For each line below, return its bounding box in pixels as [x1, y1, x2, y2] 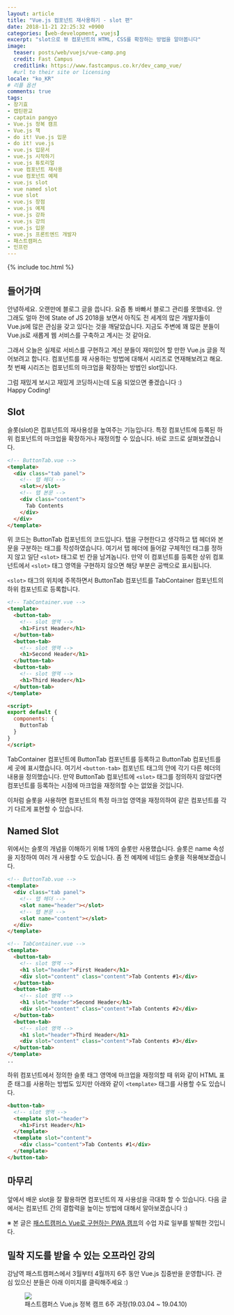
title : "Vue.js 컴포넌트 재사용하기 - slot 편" [7, 17, 134, 24]
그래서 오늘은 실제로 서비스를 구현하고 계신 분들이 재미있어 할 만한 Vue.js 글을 [7, 346, 218, 354]
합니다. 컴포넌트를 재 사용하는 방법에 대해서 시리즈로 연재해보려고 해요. [31, 354, 223, 363]
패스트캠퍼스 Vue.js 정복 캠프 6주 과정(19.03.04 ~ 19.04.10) [24, 1300, 187, 1309]
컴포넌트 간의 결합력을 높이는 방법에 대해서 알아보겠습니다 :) [25, 1203, 188, 1212]
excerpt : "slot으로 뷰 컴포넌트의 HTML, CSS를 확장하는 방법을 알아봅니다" [7, 36, 201, 43]
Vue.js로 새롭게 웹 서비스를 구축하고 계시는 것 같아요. [7, 331, 152, 339]
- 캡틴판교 [7, 107, 33, 114]
